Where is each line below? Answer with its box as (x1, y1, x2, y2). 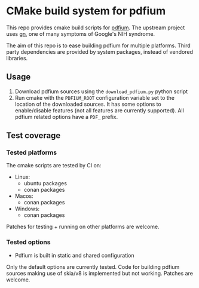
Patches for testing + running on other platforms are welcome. (6, 223, 160, 231)
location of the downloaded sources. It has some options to (14, 100, 161, 108)
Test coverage (6, 130, 61, 141)
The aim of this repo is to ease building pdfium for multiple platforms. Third (6, 42, 191, 49)
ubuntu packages (23, 180, 68, 187)
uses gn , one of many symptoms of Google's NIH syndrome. (6, 30, 155, 37)
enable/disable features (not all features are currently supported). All (14, 106, 184, 114)
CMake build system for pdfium (6, 4, 166, 18)
